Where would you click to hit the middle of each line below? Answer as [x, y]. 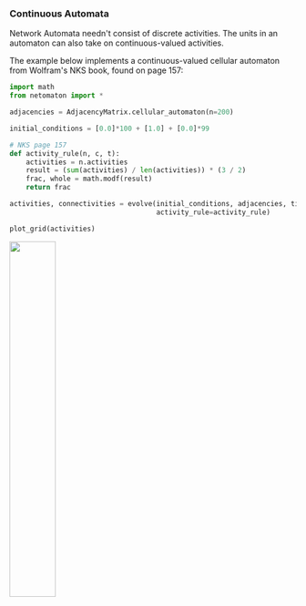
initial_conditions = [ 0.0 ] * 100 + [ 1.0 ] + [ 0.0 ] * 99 [109, 128]
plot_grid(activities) [52, 229]
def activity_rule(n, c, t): [65, 153]
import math [32, 87]
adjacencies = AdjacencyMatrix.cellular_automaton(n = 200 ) [122, 112]
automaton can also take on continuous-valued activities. [117, 43]
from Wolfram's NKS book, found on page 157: [97, 70]
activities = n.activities [77, 162]
